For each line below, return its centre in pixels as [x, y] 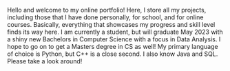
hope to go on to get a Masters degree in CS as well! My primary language [113, 47]
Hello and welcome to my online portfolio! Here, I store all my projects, [107, 10]
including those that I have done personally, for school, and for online [105, 17]
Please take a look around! [45, 61]
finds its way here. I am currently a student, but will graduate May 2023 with [115, 32]
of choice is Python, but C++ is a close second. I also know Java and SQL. [113, 54]
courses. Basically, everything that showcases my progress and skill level [111, 24]
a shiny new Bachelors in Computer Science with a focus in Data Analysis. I [114, 39]
